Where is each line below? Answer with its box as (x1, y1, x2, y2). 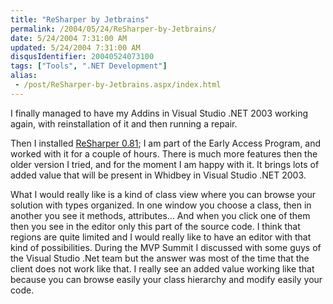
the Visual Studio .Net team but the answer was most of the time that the (10, 252, 310, 264)
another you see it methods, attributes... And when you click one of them (10, 209, 311, 221)
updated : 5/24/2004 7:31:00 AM (10, 42, 141, 53)
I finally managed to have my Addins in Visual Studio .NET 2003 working (10, 107, 309, 119)
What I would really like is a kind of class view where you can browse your (10, 188, 317, 200)
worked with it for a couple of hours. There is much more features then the (10, 147, 318, 160)
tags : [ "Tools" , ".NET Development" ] (10, 61, 168, 71)
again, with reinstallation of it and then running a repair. (10, 117, 238, 130)
